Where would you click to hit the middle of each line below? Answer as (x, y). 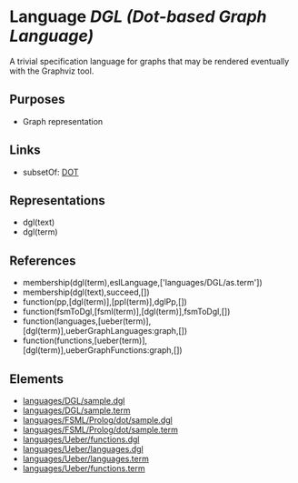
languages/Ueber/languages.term (86, 458)
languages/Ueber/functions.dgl (81, 439)
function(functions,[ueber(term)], (85, 341)
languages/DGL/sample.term (76, 410)
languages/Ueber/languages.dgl (83, 449)
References (43, 261)
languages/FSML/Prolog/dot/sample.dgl (97, 420)
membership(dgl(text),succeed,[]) (86, 292)
